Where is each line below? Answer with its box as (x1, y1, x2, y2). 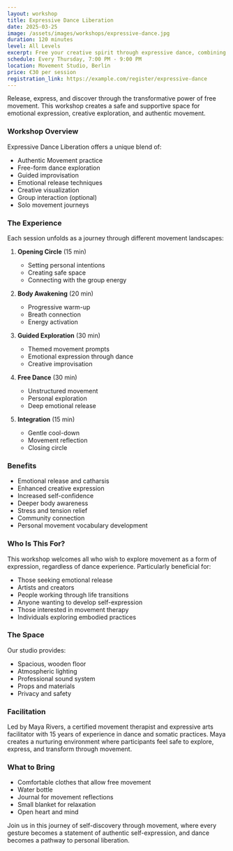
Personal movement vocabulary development (17, 521, 148, 530)
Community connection (17, 514, 85, 523)
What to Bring (7, 762, 55, 772)
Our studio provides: (7, 646, 66, 654)
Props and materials (17, 682, 75, 690)
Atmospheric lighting (17, 667, 78, 675)
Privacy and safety (17, 689, 72, 697)
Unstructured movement (27, 386, 98, 395)
